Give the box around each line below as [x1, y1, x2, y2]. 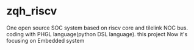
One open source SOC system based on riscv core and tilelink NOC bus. [6, 24, 188, 31]
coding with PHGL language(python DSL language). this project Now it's [6, 30, 188, 37]
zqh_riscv [6, 4, 57, 18]
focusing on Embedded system [6, 37, 85, 44]
